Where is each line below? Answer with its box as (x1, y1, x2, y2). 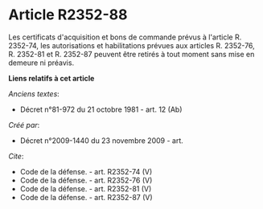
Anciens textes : (8, 88, 60, 98)
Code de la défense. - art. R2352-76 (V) (19, 175, 153, 185)
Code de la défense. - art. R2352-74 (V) (19, 166, 153, 176)
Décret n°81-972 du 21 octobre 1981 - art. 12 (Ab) (19, 104, 183, 114)
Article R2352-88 (8, 6, 128, 24)
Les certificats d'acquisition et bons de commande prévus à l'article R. (8, 32, 242, 42)
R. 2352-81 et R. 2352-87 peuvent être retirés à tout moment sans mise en (8, 49, 255, 59)
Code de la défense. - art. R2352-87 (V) (19, 192, 153, 202)
